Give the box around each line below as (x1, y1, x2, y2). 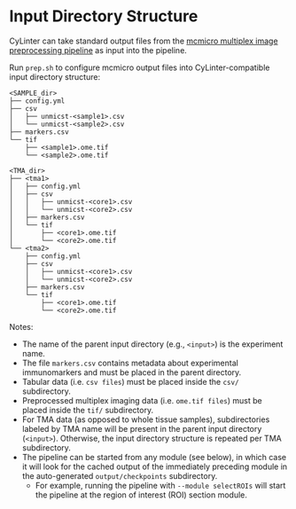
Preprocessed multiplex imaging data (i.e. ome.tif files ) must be (21, 395, 263, 405)
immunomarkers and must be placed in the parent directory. (21, 366, 242, 378)
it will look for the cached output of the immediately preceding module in (21, 461, 288, 472)
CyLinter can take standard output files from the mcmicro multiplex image (9, 35, 278, 46)
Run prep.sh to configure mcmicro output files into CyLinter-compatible (9, 62, 270, 73)
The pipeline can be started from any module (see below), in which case (21, 451, 287, 462)
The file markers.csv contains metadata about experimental (21, 357, 239, 368)
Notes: (9, 321, 34, 332)
